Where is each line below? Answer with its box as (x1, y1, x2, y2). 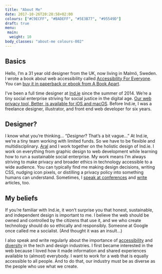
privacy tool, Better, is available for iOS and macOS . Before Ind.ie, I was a (5, 100, 152, 106)
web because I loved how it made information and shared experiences (5, 248, 146, 254)
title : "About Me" (5, 7, 42, 12)
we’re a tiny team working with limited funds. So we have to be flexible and (5, 138, 155, 144)
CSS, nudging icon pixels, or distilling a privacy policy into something (5, 170, 144, 175)
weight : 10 (9, 35, 32, 40)
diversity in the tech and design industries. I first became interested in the (5, 243, 153, 249)
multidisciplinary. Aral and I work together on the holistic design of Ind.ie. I (5, 143, 155, 149)
